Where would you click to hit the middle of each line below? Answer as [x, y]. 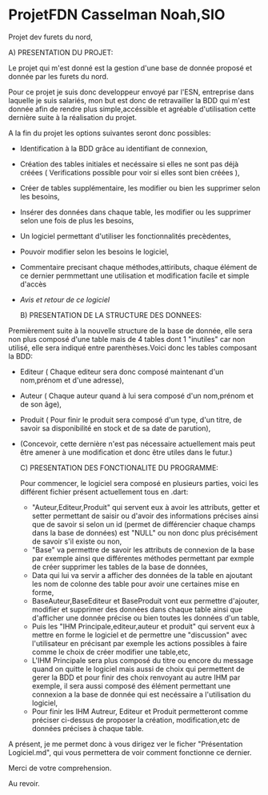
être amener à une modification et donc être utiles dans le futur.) [126, 452]
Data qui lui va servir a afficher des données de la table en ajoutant [142, 575]
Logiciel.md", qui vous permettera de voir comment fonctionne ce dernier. [130, 752]
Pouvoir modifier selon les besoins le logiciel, [94, 251]
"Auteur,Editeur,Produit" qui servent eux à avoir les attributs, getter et [146, 507]
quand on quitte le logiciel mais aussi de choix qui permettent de [138, 669]
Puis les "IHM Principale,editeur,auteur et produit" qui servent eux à [143, 626]
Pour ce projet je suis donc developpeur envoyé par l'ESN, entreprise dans [131, 92]
